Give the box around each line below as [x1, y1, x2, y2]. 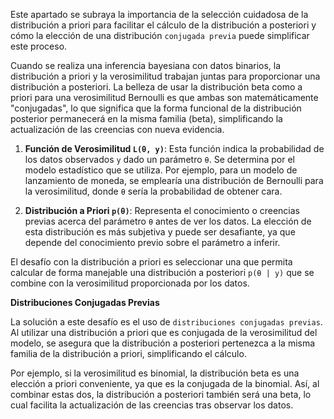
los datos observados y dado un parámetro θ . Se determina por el [24, 154, 296, 165]
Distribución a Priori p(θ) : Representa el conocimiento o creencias [24, 205, 300, 216]
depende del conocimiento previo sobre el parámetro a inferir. [24, 237, 281, 248]
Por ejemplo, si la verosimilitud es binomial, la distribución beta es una [10, 367, 300, 379]
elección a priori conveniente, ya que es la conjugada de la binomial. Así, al [10, 378, 320, 389]
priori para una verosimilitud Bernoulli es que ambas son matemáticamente [10, 92, 319, 103]
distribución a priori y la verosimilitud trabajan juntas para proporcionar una [10, 70, 321, 82]
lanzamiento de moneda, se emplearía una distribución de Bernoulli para [24, 175, 324, 186]
